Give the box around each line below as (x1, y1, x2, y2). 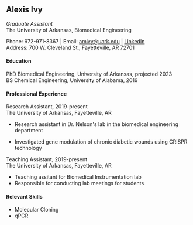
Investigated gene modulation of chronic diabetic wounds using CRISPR (14, 138, 188, 145)
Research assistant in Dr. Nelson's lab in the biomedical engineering (14, 121, 179, 128)
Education (6, 57, 32, 64)
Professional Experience (6, 90, 67, 97)
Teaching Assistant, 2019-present (6, 156, 88, 163)
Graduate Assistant (6, 20, 53, 27)
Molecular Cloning (14, 206, 59, 213)
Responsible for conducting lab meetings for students (14, 180, 144, 187)
